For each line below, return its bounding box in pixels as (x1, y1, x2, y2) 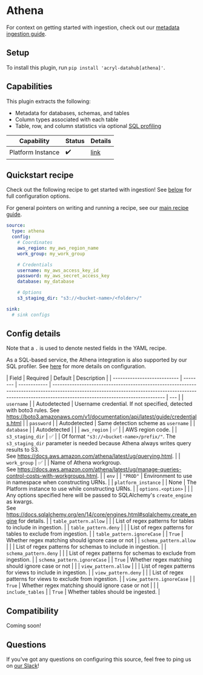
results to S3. (6, 446, 39, 454)
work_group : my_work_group (17, 250, 85, 257)
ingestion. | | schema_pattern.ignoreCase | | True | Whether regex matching (6, 556, 192, 563)
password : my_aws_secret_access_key (17, 273, 110, 279)
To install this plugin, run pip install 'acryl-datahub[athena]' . (6, 64, 165, 71)
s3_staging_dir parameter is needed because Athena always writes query (6, 440, 191, 447)
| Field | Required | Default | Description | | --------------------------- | (6, 374, 182, 382)
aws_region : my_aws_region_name (17, 245, 99, 251)
